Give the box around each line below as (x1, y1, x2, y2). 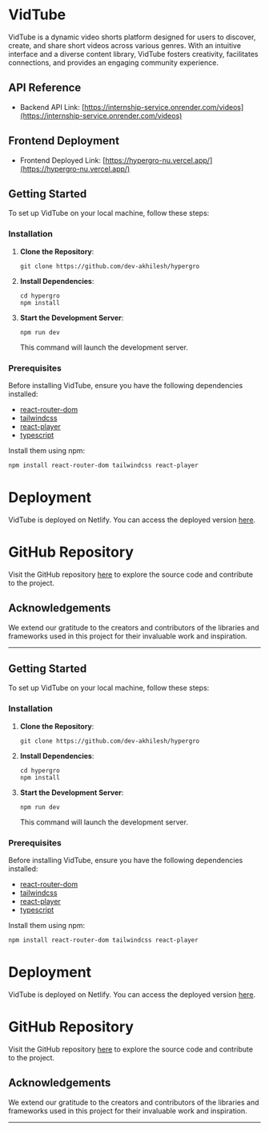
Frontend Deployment (8, 134, 120, 148)
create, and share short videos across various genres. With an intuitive (8, 40, 242, 50)
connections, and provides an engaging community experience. (8, 58, 219, 67)
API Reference (8, 81, 82, 95)
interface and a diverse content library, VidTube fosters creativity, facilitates (8, 49, 259, 59)
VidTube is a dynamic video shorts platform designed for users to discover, (8, 32, 256, 42)
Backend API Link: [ (19, 102, 85, 111)
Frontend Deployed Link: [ (19, 155, 106, 165)
